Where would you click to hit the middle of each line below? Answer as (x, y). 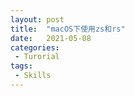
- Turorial (37, 57)
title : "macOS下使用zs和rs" (68, 29)
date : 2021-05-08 (51, 38)
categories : (35, 47)
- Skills (33, 76)
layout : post (37, 19)
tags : (21, 66)
